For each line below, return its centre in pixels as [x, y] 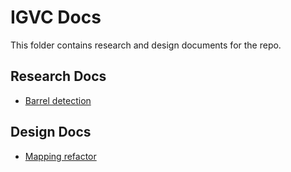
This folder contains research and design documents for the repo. [146, 45]
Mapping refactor [60, 156]
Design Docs [51, 132]
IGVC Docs [56, 17]
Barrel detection [58, 100]
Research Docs [58, 76]
